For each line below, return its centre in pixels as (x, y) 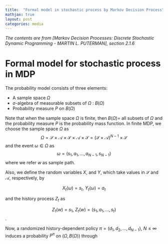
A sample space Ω (31, 98)
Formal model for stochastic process (83, 64)
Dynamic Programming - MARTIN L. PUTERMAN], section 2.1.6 (70, 44)
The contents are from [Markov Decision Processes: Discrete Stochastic (80, 38)
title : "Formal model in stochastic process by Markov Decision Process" (85, 10)
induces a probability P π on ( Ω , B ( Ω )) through (51, 235)
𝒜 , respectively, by (25, 178)
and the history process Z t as (35, 199)
